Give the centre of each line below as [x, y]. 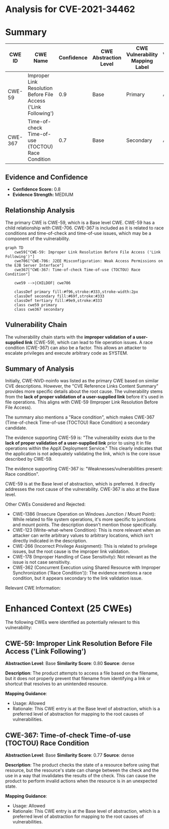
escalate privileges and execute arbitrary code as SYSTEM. [67, 353]
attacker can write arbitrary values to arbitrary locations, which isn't [83, 535]
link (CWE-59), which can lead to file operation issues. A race [89, 342]
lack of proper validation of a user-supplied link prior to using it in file [78, 443]
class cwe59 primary [36, 305]
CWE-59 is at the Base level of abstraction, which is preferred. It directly [80, 484]
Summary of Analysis [40, 368]
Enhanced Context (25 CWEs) [69, 608]
